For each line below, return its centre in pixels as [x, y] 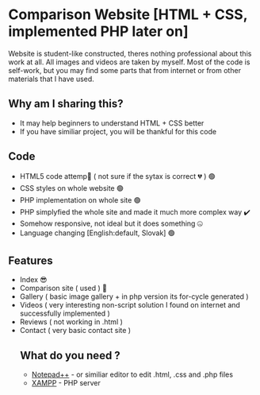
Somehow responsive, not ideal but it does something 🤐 [111, 223]
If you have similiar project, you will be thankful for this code [118, 131]
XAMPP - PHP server [66, 383]
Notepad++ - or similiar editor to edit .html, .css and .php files [132, 374]
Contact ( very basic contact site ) [75, 331]
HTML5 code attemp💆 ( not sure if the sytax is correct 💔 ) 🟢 [117, 176]
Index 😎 [33, 280]
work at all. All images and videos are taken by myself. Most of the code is [129, 62]
